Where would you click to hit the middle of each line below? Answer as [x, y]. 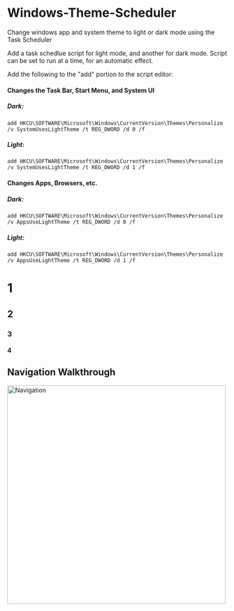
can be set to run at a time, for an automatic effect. [80, 60]
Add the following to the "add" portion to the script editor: [90, 74]
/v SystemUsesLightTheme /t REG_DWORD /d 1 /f [76, 168]
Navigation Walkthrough [61, 372]
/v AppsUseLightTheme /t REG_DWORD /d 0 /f [72, 222]
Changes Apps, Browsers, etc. [52, 183]
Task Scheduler [30, 39]
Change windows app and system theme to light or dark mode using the [111, 32]
